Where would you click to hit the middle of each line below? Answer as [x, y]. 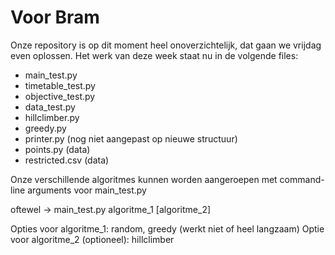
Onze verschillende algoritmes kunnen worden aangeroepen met [144, 179]
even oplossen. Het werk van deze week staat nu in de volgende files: [154, 55]
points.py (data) [57, 149]
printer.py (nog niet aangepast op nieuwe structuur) [131, 138]
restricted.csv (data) [67, 160]
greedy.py [45, 128]
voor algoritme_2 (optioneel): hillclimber [92, 239]
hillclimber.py [52, 117]
